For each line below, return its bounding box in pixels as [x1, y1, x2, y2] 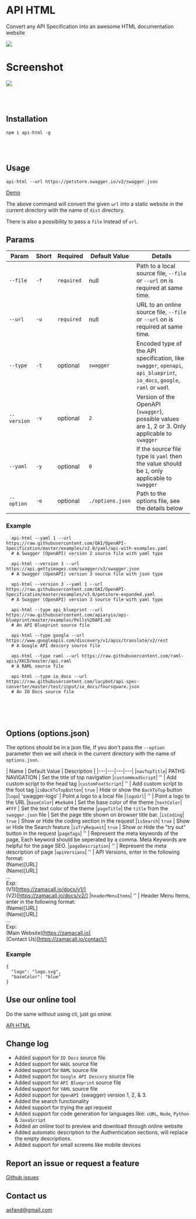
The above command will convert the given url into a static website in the [6, 200, 184, 207]
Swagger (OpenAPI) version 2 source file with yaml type [21, 550, 163, 556]
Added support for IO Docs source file [14, 1054, 106, 1062]
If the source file [136, 445, 181, 453]
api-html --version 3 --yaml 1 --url [11, 581, 103, 587]
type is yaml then [136, 452, 183, 460]
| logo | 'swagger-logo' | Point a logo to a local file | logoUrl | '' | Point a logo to [6, 793, 190, 800]
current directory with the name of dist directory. [6, 206, 125, 214]
